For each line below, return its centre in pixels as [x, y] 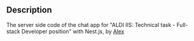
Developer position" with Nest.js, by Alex [73, 31]
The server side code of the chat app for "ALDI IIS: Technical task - [91, 24]
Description [29, 10]
